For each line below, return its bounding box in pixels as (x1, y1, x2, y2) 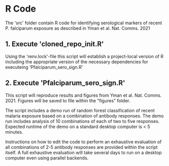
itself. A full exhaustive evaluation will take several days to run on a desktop (5, 149, 162, 155)
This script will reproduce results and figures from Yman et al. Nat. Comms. (5, 92, 162, 98)
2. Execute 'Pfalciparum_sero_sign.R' (5, 79, 125, 88)
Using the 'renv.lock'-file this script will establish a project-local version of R (5, 53, 164, 59)
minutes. (5, 129, 24, 135)
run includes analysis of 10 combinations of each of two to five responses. (5, 118, 160, 124)
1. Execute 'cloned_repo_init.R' (5, 40, 104, 49)
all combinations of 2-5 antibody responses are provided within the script (5, 144, 158, 150)
